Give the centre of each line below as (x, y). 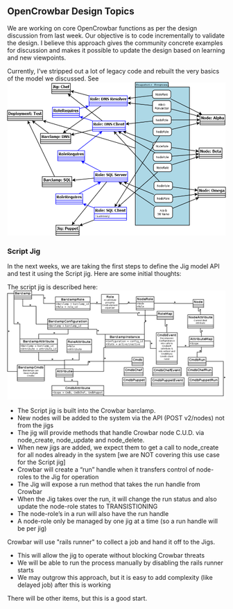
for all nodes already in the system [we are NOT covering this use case (118, 455)
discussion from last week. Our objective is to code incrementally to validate (116, 35)
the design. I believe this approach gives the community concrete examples (115, 43)
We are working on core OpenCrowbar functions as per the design (102, 28)
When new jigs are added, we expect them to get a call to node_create (118, 447)
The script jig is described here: (53, 287)
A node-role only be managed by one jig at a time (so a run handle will (118, 521)
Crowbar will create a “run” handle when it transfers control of (106, 470)
